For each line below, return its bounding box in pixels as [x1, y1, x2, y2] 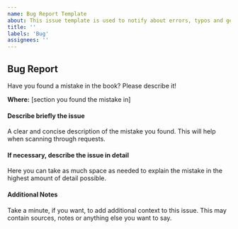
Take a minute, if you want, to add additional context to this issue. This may [7, 206, 227, 214]
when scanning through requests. [7, 135, 106, 143]
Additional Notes [7, 190, 58, 199]
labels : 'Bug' [7, 30, 50, 37]
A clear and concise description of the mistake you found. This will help [7, 127, 216, 136]
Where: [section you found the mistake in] [7, 95, 131, 103]
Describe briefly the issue [7, 111, 85, 120]
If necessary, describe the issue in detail [7, 151, 130, 159]
